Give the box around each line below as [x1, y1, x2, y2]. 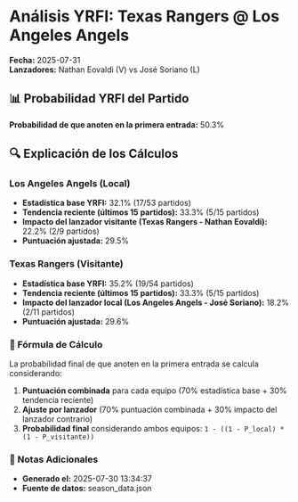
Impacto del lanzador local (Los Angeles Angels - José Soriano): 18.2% [21, 297, 290, 308]
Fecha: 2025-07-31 [9, 54, 81, 65]
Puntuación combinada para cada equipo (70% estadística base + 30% [21, 385, 287, 396]
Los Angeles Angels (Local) [9, 177, 131, 190]
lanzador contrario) [21, 414, 93, 424]
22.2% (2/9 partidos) [21, 226, 100, 237]
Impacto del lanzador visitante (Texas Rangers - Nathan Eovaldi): [21, 217, 268, 227]
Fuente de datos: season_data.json [21, 483, 152, 494]
